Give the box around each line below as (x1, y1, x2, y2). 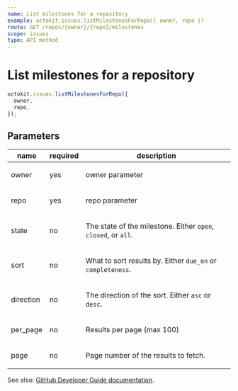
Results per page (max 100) (85, 325, 179, 335)
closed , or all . (85, 230, 133, 240)
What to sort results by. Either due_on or (85, 256, 217, 266)
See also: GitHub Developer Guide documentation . (7, 376, 154, 385)
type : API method (7, 37, 59, 44)
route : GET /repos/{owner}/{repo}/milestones (7, 23, 144, 30)
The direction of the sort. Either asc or (85, 290, 211, 300)
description (136, 151, 176, 161)
